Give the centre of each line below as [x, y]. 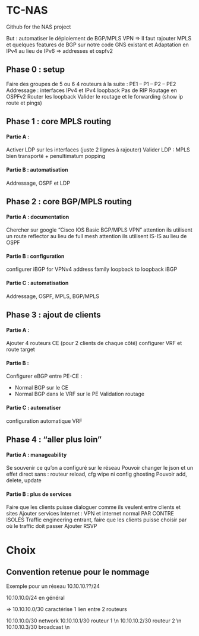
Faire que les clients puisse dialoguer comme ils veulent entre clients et [94, 507]
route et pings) [24, 103]
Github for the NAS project [39, 27]
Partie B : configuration [35, 256]
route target [21, 349]
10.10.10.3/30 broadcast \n [38, 627]
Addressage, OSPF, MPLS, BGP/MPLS [53, 296]
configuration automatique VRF [44, 421]
